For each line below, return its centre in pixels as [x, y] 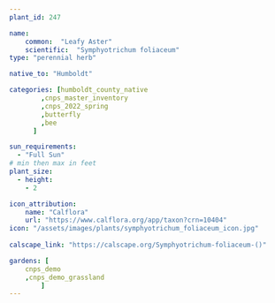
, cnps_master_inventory [84, 98]
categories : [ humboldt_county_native [79, 90]
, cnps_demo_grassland [65, 277]
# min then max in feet [53, 163]
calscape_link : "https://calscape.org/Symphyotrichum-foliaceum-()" [138, 245]
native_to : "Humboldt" [51, 74]
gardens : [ [29, 261]
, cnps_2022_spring [75, 106]
